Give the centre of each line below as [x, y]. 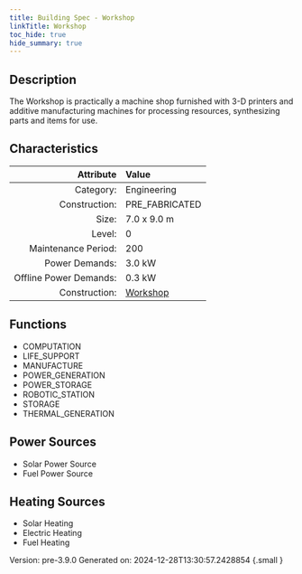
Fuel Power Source [57, 473]
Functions [38, 325]
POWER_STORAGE [57, 384]
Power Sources [53, 442]
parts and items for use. [54, 121]
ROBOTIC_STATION [59, 394]
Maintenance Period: [73, 248]
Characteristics [54, 149]
